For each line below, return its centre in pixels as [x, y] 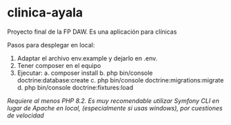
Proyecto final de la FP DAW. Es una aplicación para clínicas [92, 32]
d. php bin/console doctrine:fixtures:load [75, 87]
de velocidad [26, 115]
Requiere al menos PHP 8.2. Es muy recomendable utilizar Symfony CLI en [113, 100]
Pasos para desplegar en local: [51, 45]
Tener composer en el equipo [59, 65]
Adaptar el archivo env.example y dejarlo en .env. [87, 58]
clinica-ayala [45, 13]
